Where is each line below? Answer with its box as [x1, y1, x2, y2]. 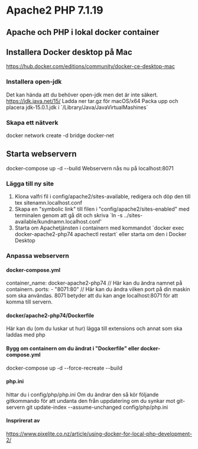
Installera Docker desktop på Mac [6, 47, 133, 57]
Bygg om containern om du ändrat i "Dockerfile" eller [6, 345, 140, 352]
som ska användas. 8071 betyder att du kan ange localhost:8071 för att [6, 292, 178, 299]
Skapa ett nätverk [6, 118, 59, 127]
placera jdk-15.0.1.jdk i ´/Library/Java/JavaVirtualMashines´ [6, 104, 148, 111]
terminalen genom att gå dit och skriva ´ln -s [14, 212, 123, 219]
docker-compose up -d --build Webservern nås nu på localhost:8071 [6, 164, 174, 172]
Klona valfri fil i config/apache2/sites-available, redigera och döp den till [14, 193, 191, 200]
